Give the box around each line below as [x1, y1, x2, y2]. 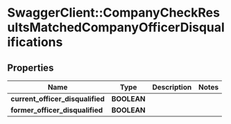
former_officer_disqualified [10, 105, 103, 115]
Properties [7, 62, 54, 73]
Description [152, 82, 192, 91]
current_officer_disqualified [10, 94, 105, 103]
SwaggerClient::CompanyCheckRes [7, 5, 221, 21]
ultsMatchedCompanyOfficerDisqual [7, 19, 225, 35]
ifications [7, 35, 63, 50]
